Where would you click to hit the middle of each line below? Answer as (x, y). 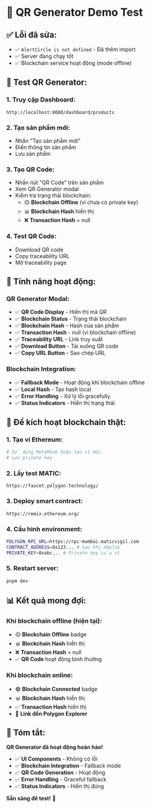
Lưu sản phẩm (33, 154)
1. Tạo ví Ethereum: (35, 440)
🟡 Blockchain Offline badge (51, 634)
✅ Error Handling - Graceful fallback (61, 779)
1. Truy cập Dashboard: (41, 100)
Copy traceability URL (42, 256)
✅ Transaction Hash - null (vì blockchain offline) (75, 333)
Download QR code (39, 250)
